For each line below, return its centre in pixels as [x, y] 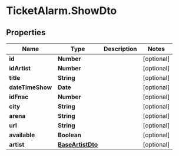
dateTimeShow [31, 87]
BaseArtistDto [78, 145]
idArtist [20, 68]
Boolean [69, 135]
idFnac [19, 97]
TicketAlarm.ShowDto [62, 11]
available [22, 135]
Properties [26, 33]
